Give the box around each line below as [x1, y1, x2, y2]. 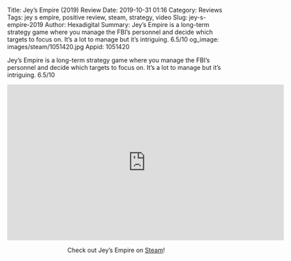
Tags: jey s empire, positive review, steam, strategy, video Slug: [7, 13, 188, 21]
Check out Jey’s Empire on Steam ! [67, 246, 165, 254]
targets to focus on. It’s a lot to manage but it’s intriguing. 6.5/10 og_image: [7, 35, 219, 44]
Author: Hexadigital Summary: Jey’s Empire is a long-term [44, 21, 209, 28]
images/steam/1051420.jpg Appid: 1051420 [7, 43, 130, 51]
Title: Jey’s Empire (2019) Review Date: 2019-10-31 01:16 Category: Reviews [7, 6, 223, 14]
